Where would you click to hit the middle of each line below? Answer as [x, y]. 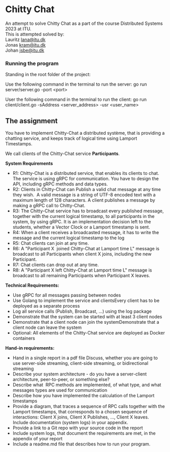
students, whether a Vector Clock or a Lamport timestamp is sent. [81, 227]
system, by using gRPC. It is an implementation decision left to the [82, 222]
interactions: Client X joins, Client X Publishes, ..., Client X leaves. [81, 417]
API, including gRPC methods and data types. [60, 184]
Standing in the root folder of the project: [48, 74]
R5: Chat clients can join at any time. [51, 243]
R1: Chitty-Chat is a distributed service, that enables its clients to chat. [86, 173]
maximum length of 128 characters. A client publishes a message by [84, 200]
